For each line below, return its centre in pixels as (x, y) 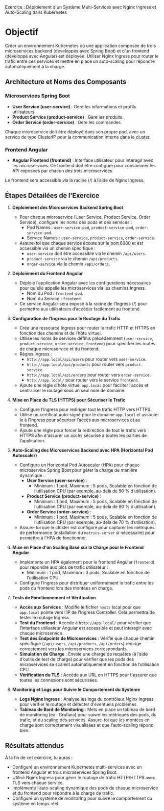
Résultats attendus (35, 746)
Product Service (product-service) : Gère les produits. (68, 117)
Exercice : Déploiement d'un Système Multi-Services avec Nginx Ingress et (81, 7)
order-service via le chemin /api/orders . (68, 264)
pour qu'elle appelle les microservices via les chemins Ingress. (82, 288)
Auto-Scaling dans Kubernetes (36, 12)
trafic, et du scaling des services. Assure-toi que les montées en (84, 720)
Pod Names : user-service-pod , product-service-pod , (81, 227)
